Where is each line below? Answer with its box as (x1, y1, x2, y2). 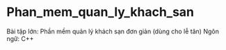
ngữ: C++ (6, 34, 34, 42)
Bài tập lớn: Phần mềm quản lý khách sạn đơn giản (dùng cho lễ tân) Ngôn (6, 27, 220, 35)
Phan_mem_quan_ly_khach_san (6, 4, 195, 20)
